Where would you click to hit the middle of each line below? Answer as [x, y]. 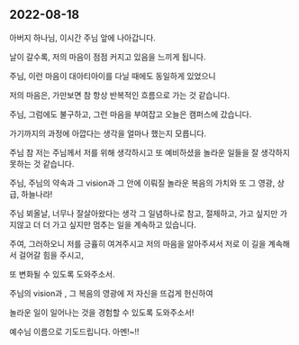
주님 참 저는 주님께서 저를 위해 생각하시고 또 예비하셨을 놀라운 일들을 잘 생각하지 [150, 152]
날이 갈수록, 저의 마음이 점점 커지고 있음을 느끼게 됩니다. [108, 57]
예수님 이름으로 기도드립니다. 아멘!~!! [74, 331]
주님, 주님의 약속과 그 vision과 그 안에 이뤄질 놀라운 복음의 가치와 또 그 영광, [142, 183]
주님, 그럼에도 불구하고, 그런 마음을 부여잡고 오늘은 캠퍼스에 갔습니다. [131, 114]
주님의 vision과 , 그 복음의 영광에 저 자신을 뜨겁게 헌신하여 [111, 293]
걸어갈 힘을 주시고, [51, 255]
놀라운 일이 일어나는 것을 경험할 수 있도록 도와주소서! [102, 312]
